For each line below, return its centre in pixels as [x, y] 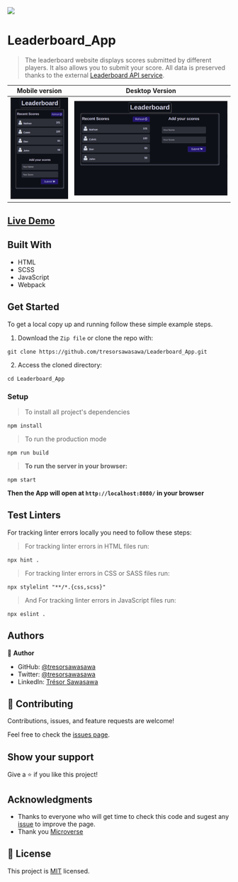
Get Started [33, 307]
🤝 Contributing [40, 704]
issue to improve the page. [56, 824]
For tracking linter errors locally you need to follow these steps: [100, 532]
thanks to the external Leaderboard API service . [95, 75]
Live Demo [31, 221]
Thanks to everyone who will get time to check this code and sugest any [123, 817]
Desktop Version [151, 91]
